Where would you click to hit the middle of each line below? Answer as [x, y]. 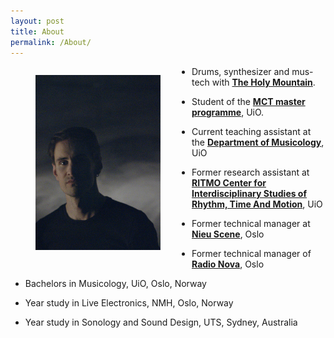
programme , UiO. [228, 112]
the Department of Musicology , [258, 142]
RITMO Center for [229, 183]
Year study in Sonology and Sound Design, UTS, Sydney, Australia [161, 322]
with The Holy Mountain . [263, 82]
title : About [37, 31]
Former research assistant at [250, 172]
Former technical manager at [251, 224]
